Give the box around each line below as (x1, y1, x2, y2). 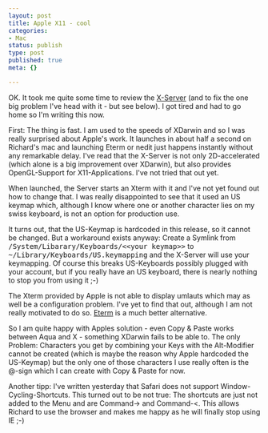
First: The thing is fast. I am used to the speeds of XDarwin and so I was (8, 125, 246, 134)
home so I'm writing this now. (8, 110, 106, 119)
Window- (220, 381, 251, 391)
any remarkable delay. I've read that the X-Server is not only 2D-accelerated (8, 150, 260, 160)
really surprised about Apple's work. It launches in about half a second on (8, 134, 252, 143)
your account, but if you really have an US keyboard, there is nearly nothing (8, 267, 258, 276)
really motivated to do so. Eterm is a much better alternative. (8, 307, 208, 317)
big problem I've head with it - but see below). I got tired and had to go (8, 101, 242, 110)
